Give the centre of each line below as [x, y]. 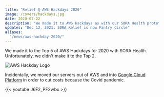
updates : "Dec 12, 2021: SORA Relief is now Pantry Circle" [68, 28]
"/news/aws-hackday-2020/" [37, 37]
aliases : [14, 32]
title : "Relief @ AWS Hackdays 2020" [43, 10]
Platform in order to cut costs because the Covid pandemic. [65, 80]
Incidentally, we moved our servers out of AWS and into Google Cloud [75, 75]
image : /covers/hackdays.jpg [35, 14]
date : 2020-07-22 [23, 19]
